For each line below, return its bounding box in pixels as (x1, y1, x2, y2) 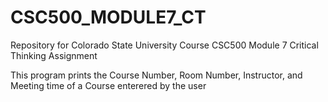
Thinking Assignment (10, 49, 98, 61)
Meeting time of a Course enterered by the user (10, 79, 207, 91)
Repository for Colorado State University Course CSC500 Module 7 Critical (10, 39, 319, 51)
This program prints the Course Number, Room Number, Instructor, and (10, 69, 303, 81)
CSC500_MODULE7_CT (10, 6, 207, 29)
